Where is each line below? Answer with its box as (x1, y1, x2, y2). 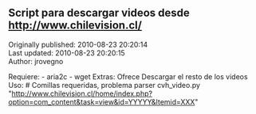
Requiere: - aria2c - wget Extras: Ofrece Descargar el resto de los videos (8, 71, 249, 82)
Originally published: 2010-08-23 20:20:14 (8, 40, 148, 49)
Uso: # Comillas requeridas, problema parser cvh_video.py (8, 80, 201, 89)
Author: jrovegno (8, 56, 64, 66)
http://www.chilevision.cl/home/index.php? (11, 89, 153, 98)
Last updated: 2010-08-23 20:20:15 (8, 47, 125, 58)
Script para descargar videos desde (8, 6, 190, 20)
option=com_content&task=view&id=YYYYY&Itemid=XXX (8, 97, 195, 106)
